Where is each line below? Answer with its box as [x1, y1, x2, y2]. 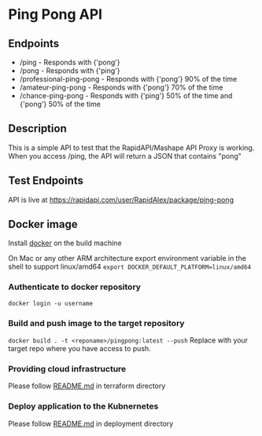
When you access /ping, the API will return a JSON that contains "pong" [8, 151, 242, 160]
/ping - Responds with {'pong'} [19, 57, 120, 67]
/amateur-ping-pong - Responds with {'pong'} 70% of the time [19, 82, 223, 92]
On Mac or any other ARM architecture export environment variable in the [8, 254, 246, 263]
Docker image [8, 218, 78, 231]
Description [8, 122, 67, 135]
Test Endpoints [8, 174, 84, 188]
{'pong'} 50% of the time [19, 100, 101, 108]
